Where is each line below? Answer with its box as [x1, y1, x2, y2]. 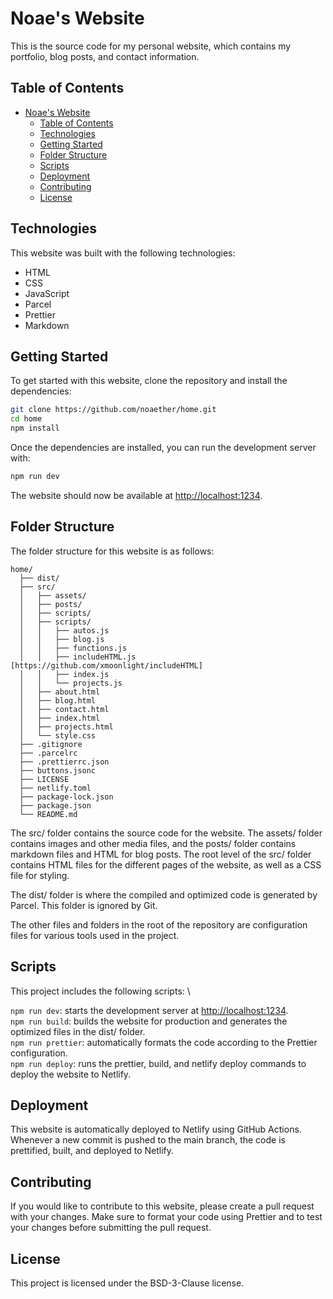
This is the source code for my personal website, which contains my [10, 40, 292, 52]
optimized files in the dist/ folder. [10, 1025, 146, 1037]
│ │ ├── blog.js [19, 634, 105, 644]
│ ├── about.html [19, 687, 101, 697]
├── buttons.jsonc [19, 765, 97, 776]
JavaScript [24, 287, 70, 299]
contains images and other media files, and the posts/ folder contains [10, 837, 297, 849]
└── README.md [19, 809, 78, 819]
